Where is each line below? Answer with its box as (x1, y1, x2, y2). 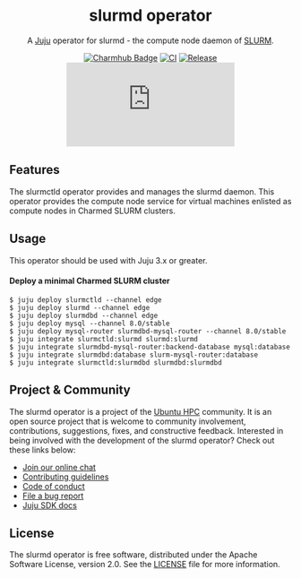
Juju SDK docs (21, 499, 78, 511)
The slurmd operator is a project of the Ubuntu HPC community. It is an (9, 406, 272, 417)
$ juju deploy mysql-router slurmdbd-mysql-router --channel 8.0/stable (9, 326, 287, 336)
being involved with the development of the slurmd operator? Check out (9, 435, 275, 445)
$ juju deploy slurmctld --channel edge (9, 295, 163, 305)
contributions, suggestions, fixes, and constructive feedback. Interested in (9, 425, 284, 436)
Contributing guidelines (21, 471, 109, 482)
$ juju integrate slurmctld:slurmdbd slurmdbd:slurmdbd (9, 358, 222, 367)
